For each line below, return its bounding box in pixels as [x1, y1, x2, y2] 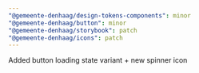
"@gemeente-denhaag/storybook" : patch [8, 26, 137, 34]
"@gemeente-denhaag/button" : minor [8, 19, 127, 27]
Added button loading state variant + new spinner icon [8, 56, 188, 65]
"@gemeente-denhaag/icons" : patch [8, 33, 124, 42]
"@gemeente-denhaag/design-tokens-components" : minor [8, 11, 192, 20]
